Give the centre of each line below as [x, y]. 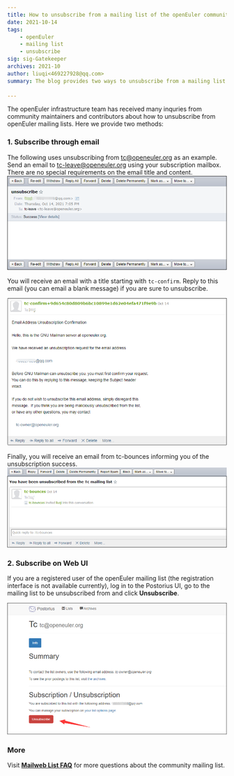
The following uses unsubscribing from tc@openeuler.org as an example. [112, 157]
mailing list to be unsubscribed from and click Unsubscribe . [93, 593]
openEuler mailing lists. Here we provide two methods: [85, 124]
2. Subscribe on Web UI [48, 563]
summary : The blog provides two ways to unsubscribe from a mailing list [117, 81]
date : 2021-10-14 [32, 22]
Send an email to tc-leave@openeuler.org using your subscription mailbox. [114, 165]
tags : [15, 29]
